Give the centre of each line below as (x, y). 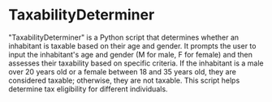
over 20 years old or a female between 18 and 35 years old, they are (123, 71)
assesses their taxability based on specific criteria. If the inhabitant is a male (136, 63)
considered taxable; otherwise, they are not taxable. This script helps (124, 80)
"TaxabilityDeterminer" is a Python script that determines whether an (124, 37)
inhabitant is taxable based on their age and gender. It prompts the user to (132, 45)
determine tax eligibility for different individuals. (88, 89)
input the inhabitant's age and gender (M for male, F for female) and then (131, 54)
